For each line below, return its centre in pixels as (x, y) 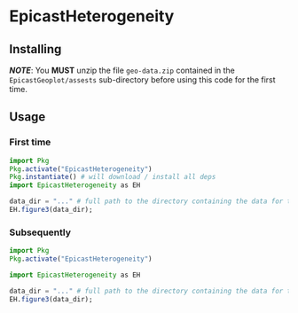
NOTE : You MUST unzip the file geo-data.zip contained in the (122, 70)
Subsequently (40, 232)
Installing (35, 49)
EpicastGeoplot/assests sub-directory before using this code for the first (143, 80)
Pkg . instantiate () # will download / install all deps (113, 177)
